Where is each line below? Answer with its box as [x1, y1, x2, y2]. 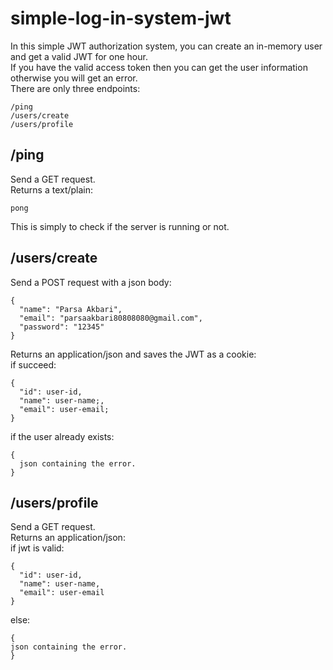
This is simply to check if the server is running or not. [10, 220, 230, 232]
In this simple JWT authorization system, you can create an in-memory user [10, 40, 323, 52]
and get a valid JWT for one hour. [10, 50, 148, 62]
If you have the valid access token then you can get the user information [10, 61, 308, 73]
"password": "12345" [19, 322, 105, 332]
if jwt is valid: [10, 542, 65, 554]
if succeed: [10, 358, 57, 371]
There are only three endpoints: [10, 82, 141, 94]
